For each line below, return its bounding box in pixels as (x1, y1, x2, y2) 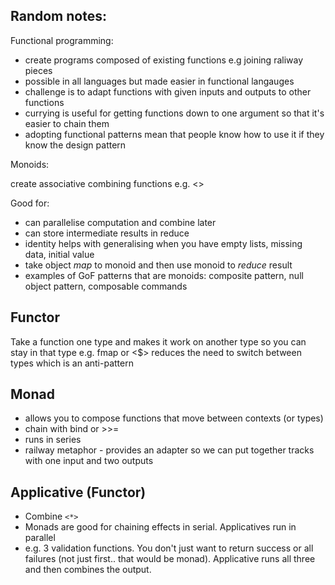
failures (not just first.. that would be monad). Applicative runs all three (24, 553, 316, 565)
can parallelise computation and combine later (24, 216, 217, 228)
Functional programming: (10, 34, 114, 46)
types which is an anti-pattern (10, 357, 134, 369)
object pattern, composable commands (24, 280, 188, 292)
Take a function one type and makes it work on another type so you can (10, 335, 307, 348)
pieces (24, 64, 53, 76)
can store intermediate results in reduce (24, 227, 190, 239)
